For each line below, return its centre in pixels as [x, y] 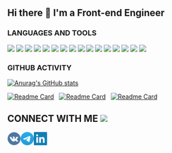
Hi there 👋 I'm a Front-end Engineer [86, 13]
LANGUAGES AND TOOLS [52, 33]
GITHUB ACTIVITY [39, 68]
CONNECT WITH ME [53, 119]
